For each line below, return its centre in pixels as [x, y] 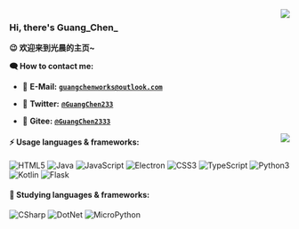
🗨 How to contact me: [52, 67]
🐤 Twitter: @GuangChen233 [68, 104]
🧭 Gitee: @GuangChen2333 [66, 121]
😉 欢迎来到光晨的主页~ [52, 48]
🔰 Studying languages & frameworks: [79, 195]
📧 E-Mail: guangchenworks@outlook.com [92, 87]
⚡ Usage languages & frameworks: [74, 142]
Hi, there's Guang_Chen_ [64, 28]
